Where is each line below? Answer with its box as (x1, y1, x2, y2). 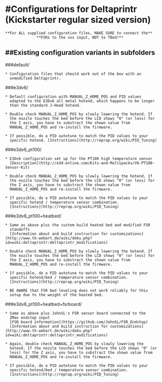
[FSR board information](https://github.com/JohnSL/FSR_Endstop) (9, 319, 149, 325)
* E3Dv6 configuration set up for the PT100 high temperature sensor (5, 156, 153, 161)
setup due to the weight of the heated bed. (9, 292, 104, 297)
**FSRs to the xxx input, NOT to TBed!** (36, 35, 124, 40)
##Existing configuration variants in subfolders (5, 48, 156, 57)
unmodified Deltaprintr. (9, 76, 61, 81)
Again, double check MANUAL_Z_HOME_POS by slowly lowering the (9, 341, 144, 346)
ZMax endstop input (9, 315, 50, 320)
